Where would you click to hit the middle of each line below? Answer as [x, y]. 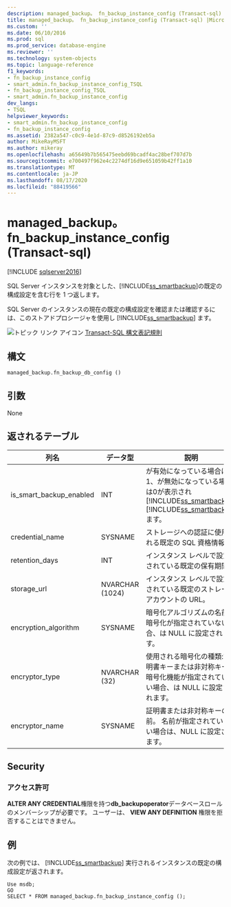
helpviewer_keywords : [38, 116]
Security [26, 766]
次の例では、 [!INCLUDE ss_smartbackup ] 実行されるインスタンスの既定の [111, 863]
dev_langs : [23, 103]
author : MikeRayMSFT [37, 142]
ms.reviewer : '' [30, 52]
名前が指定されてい [192, 721]
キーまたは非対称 [187, 666]
